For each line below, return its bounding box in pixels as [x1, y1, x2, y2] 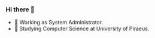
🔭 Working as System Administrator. [14, 19, 103, 26]
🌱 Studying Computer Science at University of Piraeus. [14, 25, 150, 32]
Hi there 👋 [5, 5, 35, 14]
